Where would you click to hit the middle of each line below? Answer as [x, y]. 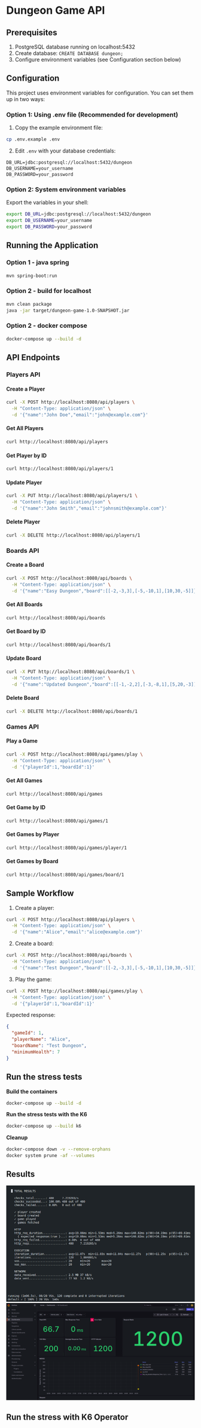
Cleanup [17, 1138]
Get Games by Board [32, 861]
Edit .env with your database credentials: [65, 151]
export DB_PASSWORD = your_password [49, 227]
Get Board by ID [26, 631]
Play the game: [33, 979]
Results [21, 1174]
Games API [22, 726]
